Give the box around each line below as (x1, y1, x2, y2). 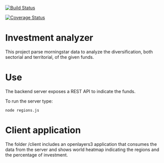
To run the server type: (5, 98, 53, 104)
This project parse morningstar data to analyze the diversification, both (5, 48, 153, 55)
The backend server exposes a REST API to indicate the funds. (5, 88, 136, 94)
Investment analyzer (5, 32, 93, 44)
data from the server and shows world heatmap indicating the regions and (5, 146, 159, 152)
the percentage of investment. (5, 151, 68, 158)
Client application (5, 125, 81, 136)
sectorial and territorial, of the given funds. (5, 54, 94, 60)
